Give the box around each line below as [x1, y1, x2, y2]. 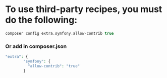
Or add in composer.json [5, 43, 67, 50]
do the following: [5, 14, 78, 26]
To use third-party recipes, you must [5, 4, 162, 15]
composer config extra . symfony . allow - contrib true [5, 31, 114, 36]
